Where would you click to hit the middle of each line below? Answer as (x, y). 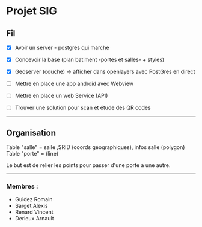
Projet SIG (32, 11)
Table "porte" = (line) (32, 154)
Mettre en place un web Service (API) (61, 96)
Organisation (31, 132)
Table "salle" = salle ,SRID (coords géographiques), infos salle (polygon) (96, 147)
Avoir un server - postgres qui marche (62, 47)
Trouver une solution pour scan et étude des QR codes (83, 108)
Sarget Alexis (31, 206)
